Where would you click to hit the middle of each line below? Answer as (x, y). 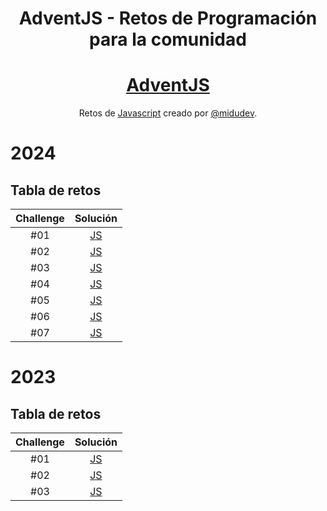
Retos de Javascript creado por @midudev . (168, 113)
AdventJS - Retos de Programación (168, 18)
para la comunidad (168, 39)
